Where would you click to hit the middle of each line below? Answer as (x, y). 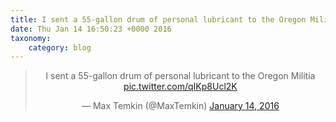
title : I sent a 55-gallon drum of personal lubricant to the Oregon (158, 19)
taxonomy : (31, 38)
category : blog (60, 47)
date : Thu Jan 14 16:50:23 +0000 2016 (91, 29)
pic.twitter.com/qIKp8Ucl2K (180, 87)
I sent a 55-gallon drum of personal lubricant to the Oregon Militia (180, 76)
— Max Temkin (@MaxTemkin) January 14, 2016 (180, 106)
